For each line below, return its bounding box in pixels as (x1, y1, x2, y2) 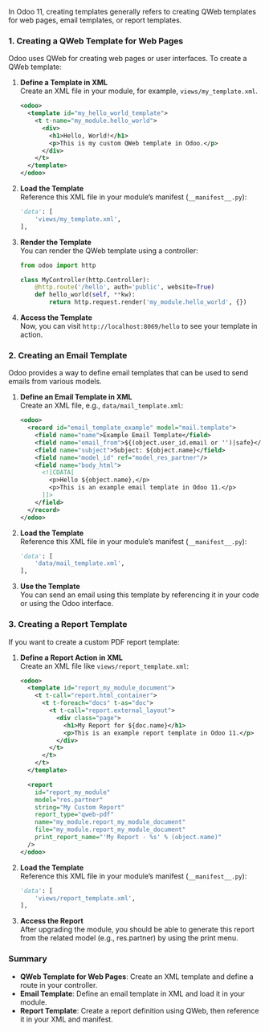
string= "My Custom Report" (35, 803, 125, 811)
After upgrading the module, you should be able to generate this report (19, 924, 255, 935)
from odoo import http (19, 261, 96, 269)
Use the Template (19, 582, 80, 592)
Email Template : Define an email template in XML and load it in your (19, 989, 245, 998)
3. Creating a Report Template (8, 619, 128, 630)
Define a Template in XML (19, 78, 108, 88)
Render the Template (19, 237, 92, 247)
